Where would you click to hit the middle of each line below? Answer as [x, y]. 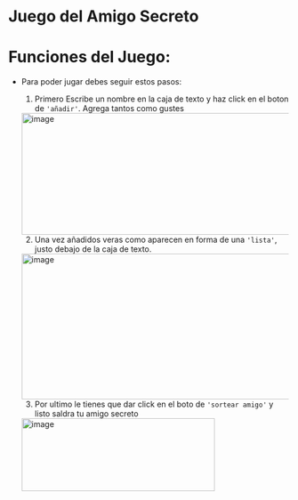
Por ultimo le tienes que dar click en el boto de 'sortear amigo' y [154, 404]
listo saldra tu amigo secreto [86, 414]
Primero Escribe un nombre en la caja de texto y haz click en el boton [161, 99]
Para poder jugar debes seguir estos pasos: [101, 82]
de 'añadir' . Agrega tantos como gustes [109, 109]
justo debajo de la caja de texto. [93, 249]
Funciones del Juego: [89, 57]
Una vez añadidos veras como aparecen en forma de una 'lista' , [156, 240]
